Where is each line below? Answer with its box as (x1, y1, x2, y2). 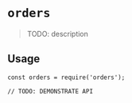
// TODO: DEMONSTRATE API (7, 87, 93, 95)
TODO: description (26, 29, 89, 38)
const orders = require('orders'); (7, 73, 126, 81)
